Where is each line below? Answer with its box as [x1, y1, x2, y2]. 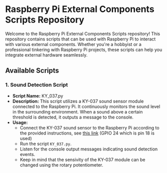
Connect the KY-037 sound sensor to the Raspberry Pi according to [19, 124, 159, 130]
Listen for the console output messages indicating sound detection [19, 146, 158, 152]
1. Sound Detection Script [5, 81, 68, 88]
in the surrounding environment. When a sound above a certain [12, 108, 143, 114]
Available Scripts [5, 66, 59, 75]
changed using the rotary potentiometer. [19, 161, 103, 168]
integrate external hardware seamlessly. [5, 51, 87, 58]
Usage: [12, 119, 28, 125]
